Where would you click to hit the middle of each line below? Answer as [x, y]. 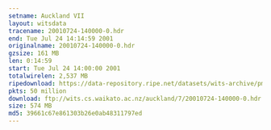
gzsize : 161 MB [34, 53]
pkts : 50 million [38, 91]
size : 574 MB [30, 106]
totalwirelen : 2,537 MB [48, 76]
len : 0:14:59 [30, 61]
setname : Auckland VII [46, 16]
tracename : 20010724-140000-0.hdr [67, 31]
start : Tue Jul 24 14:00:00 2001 [65, 69]
